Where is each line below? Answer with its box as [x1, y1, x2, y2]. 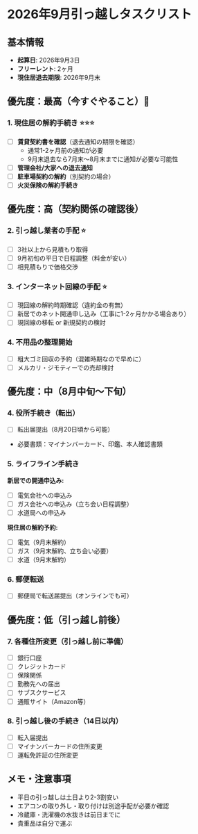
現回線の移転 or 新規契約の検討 [17, 318, 106, 327]
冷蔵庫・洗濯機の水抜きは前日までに [17, 810, 121, 819]
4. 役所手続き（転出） [7, 408, 80, 418]
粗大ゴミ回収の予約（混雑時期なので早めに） [17, 354, 145, 363]
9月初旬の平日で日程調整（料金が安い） [17, 254, 131, 262]
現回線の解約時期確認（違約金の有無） [17, 301, 127, 309]
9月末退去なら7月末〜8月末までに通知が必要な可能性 [27, 154, 179, 163]
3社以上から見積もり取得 [17, 245, 89, 254]
